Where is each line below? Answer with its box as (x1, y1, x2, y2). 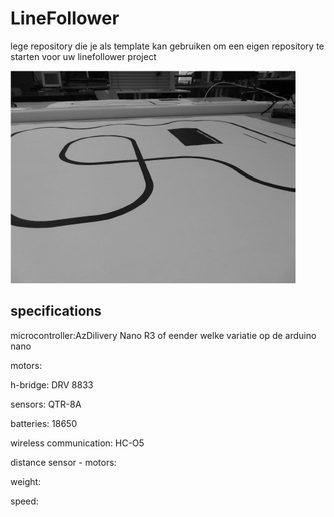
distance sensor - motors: (10, 456, 117, 468)
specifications (10, 303, 102, 320)
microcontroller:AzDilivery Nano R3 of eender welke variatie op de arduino (10, 329, 317, 341)
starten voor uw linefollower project (10, 50, 157, 62)
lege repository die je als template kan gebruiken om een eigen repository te (10, 40, 325, 52)
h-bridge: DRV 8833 (10, 378, 94, 391)
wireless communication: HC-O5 (10, 437, 145, 449)
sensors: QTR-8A (10, 398, 82, 410)
